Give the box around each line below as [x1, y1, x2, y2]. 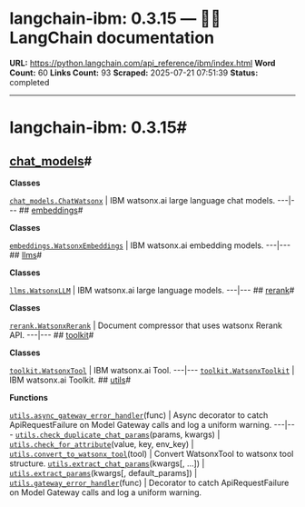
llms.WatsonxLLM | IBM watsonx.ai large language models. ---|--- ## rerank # [9, 284, 295, 295]
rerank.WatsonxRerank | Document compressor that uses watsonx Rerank [9, 320, 283, 331]
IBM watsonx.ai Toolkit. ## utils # [9, 374, 132, 385]
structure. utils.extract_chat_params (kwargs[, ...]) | [9, 458, 205, 469]
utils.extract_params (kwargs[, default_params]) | [9, 467, 198, 478]
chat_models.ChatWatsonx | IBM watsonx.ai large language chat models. [9, 194, 276, 205]
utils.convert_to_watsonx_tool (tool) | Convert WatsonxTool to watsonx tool [9, 448, 294, 459]
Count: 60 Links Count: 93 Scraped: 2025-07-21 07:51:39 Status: [9, 67, 259, 78]
